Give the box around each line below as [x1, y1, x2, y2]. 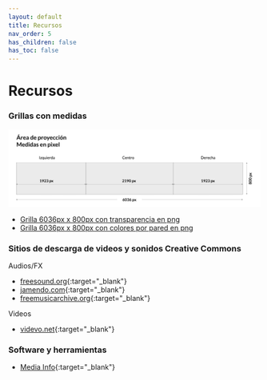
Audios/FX [8, 260, 43, 271]
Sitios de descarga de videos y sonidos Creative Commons [8, 243, 241, 254]
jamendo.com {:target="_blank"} [19, 284, 126, 295]
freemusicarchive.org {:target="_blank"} [19, 293, 150, 303]
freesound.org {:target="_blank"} [19, 276, 128, 286]
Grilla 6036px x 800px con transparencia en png [19, 214, 181, 224]
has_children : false [8, 38, 78, 46]
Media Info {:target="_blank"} [19, 362, 116, 372]
